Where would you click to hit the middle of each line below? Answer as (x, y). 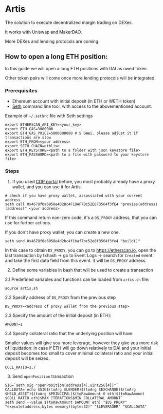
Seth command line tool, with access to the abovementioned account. (82, 106)
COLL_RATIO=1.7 (20, 367)
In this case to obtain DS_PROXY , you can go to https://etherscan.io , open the (81, 250)
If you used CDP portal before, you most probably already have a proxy (83, 182)
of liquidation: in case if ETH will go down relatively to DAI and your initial (78, 348)
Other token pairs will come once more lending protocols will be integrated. (80, 78)
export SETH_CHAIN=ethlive (32, 146)
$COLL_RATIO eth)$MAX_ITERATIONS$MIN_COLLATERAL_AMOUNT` (64, 398)
